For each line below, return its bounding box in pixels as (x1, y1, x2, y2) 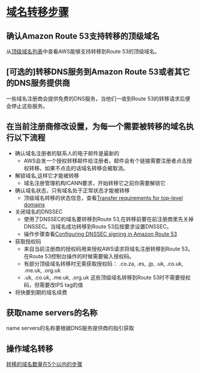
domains (23, 200, 45, 208)
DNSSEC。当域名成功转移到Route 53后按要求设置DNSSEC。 (23, 222, 173, 230)
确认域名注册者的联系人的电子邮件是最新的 (14, 149, 120, 156)
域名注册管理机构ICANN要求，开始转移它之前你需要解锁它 (23, 179, 166, 186)
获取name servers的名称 (6, 308, 98, 318)
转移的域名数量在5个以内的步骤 (6, 361, 83, 368)
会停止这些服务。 (6, 102, 48, 109)
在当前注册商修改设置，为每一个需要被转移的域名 (6, 121, 186, 131)
